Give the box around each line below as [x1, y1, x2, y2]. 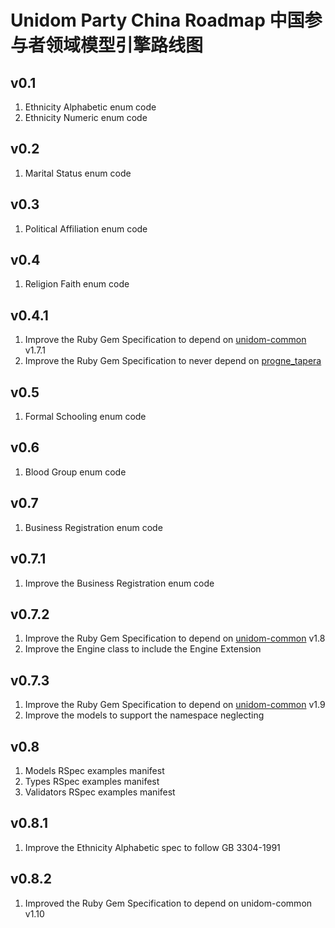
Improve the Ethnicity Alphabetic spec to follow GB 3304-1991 [24, 841, 281, 853]
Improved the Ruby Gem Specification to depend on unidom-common [24, 897, 313, 909]
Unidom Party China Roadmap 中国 [10, 9, 305, 32]
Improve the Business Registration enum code [24, 577, 215, 589]
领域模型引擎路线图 [45, 34, 204, 57]
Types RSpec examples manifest [24, 775, 160, 787]
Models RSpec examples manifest [24, 764, 165, 776]
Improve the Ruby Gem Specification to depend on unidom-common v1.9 [24, 699, 326, 711]
